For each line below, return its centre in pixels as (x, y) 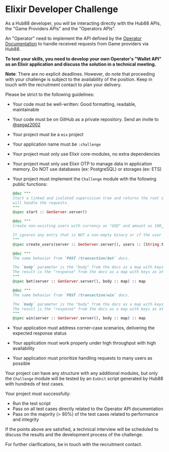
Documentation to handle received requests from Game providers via (77, 43)
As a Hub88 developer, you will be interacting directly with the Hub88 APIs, (83, 23)
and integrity (26, 420)
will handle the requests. (41, 203)
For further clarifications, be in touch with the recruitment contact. (74, 444)
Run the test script (32, 404)
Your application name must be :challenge (57, 144)
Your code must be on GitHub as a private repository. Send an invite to (86, 119)
